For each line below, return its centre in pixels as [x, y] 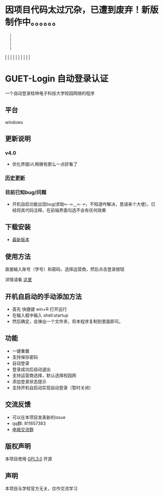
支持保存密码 [25, 357]
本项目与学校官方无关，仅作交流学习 [41, 489]
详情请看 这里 [18, 280]
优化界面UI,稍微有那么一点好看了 [45, 164]
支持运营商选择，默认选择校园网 [44, 375]
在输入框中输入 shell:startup [40, 315]
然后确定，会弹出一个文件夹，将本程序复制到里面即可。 [67, 322]
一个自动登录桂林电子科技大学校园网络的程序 [50, 93]
